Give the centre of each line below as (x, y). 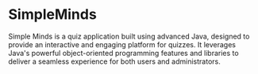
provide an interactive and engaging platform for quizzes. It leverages (122, 44)
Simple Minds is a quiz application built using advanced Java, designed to (129, 36)
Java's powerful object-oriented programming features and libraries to (124, 53)
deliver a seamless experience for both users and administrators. (114, 61)
